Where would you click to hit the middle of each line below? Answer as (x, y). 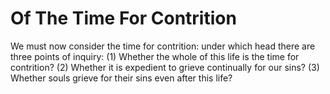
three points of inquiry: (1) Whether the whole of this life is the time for (155, 56)
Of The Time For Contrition (123, 18)
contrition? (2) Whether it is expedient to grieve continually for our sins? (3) (165, 67)
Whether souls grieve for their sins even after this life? (121, 78)
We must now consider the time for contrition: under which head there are (163, 46)
